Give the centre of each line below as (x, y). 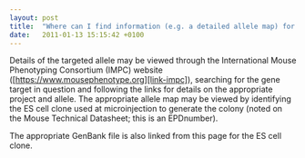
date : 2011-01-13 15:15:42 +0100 (77, 35)
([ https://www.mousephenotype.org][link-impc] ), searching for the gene (145, 80)
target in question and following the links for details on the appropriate (141, 89)
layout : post (34, 18)
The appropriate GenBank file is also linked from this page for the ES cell (146, 136)
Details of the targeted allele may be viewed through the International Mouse (153, 61)
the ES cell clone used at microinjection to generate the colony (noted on (146, 109)
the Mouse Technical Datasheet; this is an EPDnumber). (114, 118)
